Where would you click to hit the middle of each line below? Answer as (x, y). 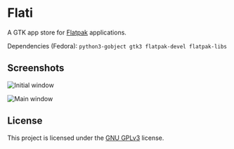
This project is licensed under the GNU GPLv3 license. (86, 138)
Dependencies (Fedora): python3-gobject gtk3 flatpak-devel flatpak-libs (117, 46)
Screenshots (36, 68)
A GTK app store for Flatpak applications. (67, 32)
